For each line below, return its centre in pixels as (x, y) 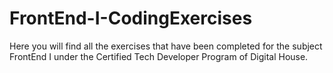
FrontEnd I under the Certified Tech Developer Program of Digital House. (159, 56)
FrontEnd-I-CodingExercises (131, 18)
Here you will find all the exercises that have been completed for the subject (166, 46)
